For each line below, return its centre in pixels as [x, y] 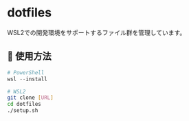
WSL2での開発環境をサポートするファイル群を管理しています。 [97, 32]
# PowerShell [26, 73]
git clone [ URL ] [30, 98]
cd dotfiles [24, 104]
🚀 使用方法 [29, 56]
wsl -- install [27, 79]
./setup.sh [23, 111]
